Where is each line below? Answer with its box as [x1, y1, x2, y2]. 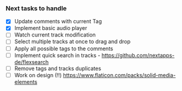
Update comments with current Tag [14, 18, 102, 25]
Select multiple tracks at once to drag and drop [14, 38, 131, 45]
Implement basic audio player [14, 25, 87, 32]
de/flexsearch [14, 58, 49, 65]
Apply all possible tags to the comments [14, 45, 113, 52]
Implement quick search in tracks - [14, 51, 101, 59]
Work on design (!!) [14, 71, 62, 78]
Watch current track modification [14, 31, 96, 38]
